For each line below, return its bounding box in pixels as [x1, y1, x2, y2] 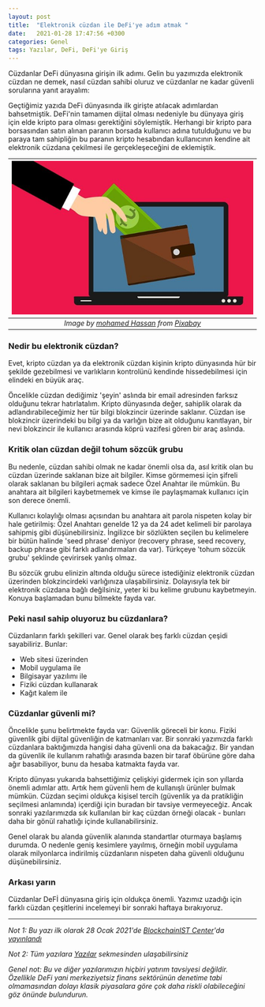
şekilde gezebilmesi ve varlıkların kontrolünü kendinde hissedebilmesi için [8, 367, 248, 377]
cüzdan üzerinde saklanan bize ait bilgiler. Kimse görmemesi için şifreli [8, 470, 238, 479]
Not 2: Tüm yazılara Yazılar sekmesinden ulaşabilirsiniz [8, 949, 188, 959]
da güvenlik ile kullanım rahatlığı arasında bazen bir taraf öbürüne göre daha [8, 751, 256, 761]
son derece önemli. [8, 495, 71, 505]
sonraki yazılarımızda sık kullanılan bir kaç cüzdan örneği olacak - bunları [8, 808, 246, 817]
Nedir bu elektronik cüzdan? [8, 340, 119, 351]
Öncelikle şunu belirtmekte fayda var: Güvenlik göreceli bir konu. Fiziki [8, 726, 237, 735]
